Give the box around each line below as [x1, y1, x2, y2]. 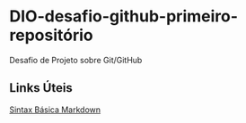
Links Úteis [9, 80, 74, 95]
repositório [9, 25, 93, 45]
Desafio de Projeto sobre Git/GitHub [9, 54, 143, 65]
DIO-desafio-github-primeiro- [9, 6, 239, 27]
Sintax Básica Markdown [9, 104, 101, 115]
